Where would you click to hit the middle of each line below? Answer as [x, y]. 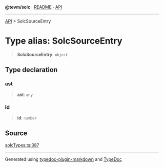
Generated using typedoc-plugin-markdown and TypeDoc [63, 159]
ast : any [25, 95]
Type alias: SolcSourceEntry [64, 41]
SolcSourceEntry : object [42, 54]
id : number [27, 118]
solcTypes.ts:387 [22, 145]
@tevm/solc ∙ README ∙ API [34, 7]
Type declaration [31, 70]
